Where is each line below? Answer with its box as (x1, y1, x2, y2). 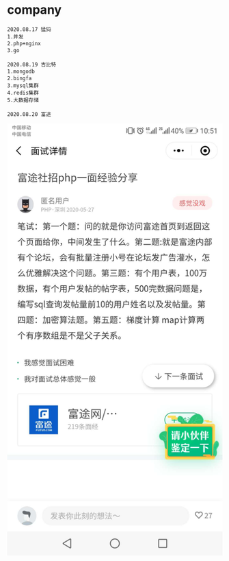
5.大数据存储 (7, 97, 39, 104)
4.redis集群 (7, 89, 39, 96)
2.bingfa (7, 75, 32, 82)
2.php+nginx (7, 40, 41, 47)
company (7, 2, 62, 18)
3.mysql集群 (7, 82, 39, 89)
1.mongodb (7, 68, 36, 75)
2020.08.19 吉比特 (7, 61, 57, 68)
